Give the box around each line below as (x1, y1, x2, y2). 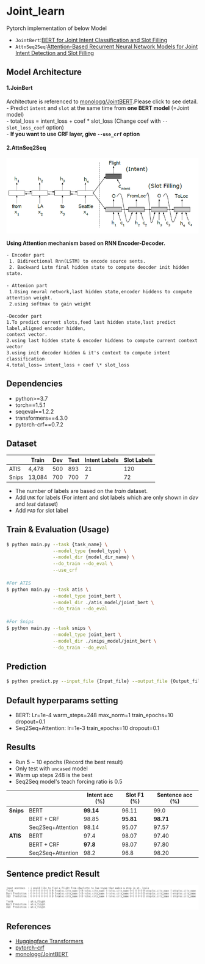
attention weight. (6, 294, 53, 301)
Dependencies (6, 379, 63, 389)
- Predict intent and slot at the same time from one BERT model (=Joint (6, 104, 190, 111)
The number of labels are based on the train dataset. (15, 487, 148, 494)
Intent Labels (84, 456, 119, 464)
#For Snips (6, 619, 34, 625)
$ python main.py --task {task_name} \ (6, 541, 108, 547)
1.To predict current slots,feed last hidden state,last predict (6, 319, 176, 325)
